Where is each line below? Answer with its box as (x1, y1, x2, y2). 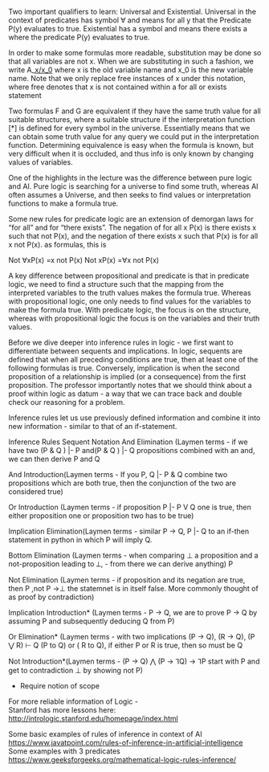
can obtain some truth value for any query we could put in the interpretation (8, 132, 259, 141)
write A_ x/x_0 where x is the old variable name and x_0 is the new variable (8, 65, 254, 75)
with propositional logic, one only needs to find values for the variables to (8, 296, 251, 306)
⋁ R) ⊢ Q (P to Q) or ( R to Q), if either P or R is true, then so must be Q (8, 640, 243, 650)
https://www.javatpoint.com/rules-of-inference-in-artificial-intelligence (8, 738, 243, 747)
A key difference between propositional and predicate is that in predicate (8, 271, 250, 280)
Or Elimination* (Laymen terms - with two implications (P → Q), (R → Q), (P (8, 632, 255, 641)
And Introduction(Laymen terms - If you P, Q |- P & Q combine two (8, 470, 228, 479)
